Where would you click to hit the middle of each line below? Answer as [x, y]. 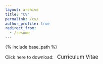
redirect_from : [21, 28]
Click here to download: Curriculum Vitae [52, 57]
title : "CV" [17, 14]
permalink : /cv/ [22, 19]
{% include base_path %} [31, 47]
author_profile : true [27, 24]
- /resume [20, 33]
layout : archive [22, 10]
